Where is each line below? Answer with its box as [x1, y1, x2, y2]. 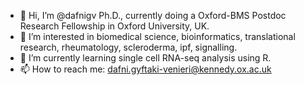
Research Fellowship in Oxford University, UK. [19, 20, 210, 32]
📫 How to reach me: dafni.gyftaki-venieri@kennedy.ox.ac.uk [19, 63, 272, 75]
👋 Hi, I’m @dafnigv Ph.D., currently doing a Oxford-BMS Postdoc [19, 10, 287, 21]
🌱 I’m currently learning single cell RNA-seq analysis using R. [19, 52, 272, 64]
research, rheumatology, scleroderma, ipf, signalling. [19, 41, 238, 53]
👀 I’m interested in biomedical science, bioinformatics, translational [19, 31, 296, 42]
